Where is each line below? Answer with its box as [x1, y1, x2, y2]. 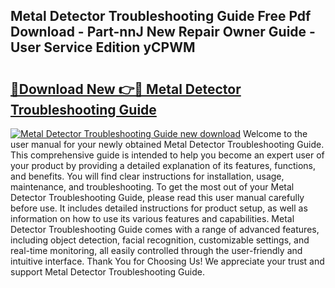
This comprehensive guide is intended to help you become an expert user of [10, 149, 325, 161]
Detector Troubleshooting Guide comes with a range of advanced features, [10, 224, 320, 235]
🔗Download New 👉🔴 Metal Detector [10, 80, 242, 98]
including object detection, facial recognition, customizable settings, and [10, 234, 310, 246]
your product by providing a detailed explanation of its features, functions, [10, 160, 317, 171]
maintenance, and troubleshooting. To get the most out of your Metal [10, 181, 295, 193]
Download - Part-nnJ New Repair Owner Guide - [10, 24, 316, 41]
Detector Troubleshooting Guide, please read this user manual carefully [10, 192, 305, 203]
